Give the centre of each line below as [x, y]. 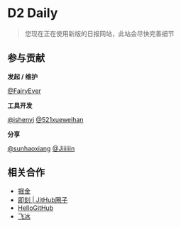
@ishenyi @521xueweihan [45, 119]
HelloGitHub [35, 208]
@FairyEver [24, 91]
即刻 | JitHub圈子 [43, 199]
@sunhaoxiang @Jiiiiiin [41, 148]
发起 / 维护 [23, 77]
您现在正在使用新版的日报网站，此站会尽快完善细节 [99, 33]
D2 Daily [33, 13]
